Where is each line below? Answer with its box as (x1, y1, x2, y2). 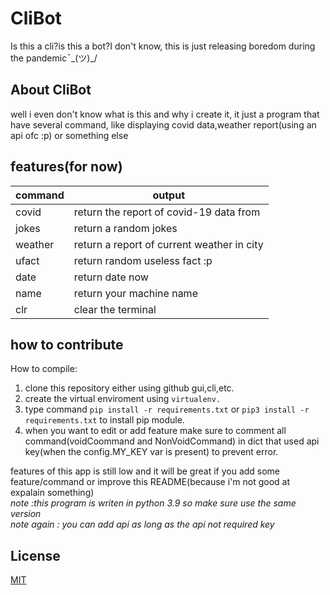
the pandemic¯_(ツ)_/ (10, 52, 98, 64)
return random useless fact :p (73, 253, 213, 267)
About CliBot (10, 82, 92, 99)
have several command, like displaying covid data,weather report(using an (10, 118, 317, 131)
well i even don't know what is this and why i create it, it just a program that (10, 108, 320, 120)
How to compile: (10, 363, 78, 375)
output (152, 188, 185, 202)
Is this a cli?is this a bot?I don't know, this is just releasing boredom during (10, 40, 316, 52)
